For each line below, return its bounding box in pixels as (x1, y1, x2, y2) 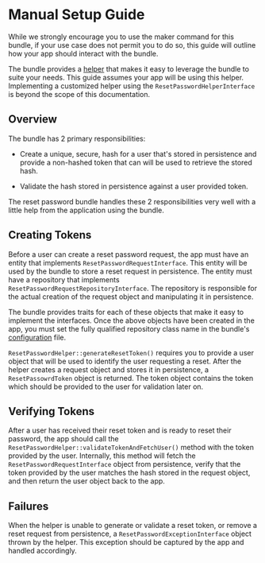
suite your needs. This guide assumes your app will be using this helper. (8, 72, 244, 82)
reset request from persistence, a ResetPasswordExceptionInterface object (8, 529, 252, 538)
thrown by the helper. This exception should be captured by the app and (8, 538, 244, 547)
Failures (8, 499, 49, 513)
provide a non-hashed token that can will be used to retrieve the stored (19, 157, 252, 167)
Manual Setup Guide (8, 6, 145, 24)
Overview (8, 113, 58, 126)
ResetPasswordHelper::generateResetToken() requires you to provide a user (8, 348, 254, 357)
